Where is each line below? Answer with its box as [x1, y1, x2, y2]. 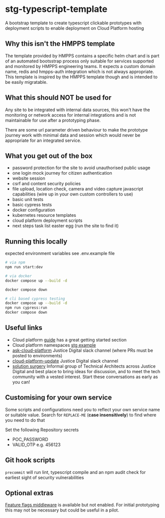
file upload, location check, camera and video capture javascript [12, 186, 143, 192]
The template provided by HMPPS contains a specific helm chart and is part [5, 53, 160, 59]
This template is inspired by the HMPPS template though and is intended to [5, 73, 158, 80]
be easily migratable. [5, 79, 48, 85]
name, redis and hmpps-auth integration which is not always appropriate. [5, 68, 154, 74]
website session [12, 175, 45, 182]
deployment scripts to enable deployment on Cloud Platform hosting [5, 25, 144, 31]
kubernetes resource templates [12, 212, 77, 218]
